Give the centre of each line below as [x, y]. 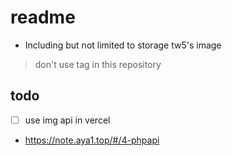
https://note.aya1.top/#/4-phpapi [92, 140]
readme [43, 17]
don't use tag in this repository [98, 64]
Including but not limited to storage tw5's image [123, 45]
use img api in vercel [67, 120]
